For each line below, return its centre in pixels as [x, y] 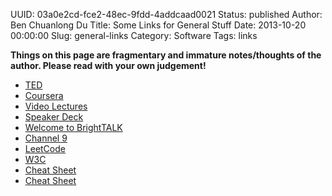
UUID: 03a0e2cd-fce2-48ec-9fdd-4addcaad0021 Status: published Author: [166, 14]
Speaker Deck [54, 117]
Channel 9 [46, 138]
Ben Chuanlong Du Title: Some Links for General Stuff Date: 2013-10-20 [158, 25]
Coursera [44, 95]
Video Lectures [56, 106]
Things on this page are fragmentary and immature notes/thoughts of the [166, 55]
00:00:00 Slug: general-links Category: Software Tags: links [134, 35]
